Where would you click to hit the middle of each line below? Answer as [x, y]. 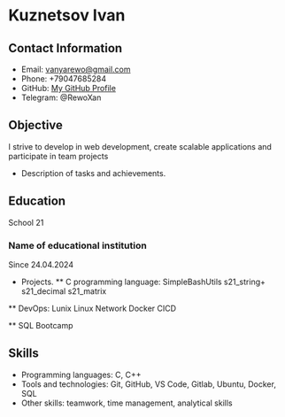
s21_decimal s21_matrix [64, 291]
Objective [36, 125]
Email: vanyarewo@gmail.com [76, 69]
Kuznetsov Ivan [67, 15]
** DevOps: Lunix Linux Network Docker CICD [92, 308]
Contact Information [65, 48]
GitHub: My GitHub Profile [69, 88]
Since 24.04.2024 [41, 264]
